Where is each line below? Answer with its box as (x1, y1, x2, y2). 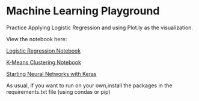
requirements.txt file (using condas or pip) (6, 88, 111, 95)
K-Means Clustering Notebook (6, 59, 81, 66)
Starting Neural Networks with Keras (6, 70, 97, 77)
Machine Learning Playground (6, 4, 160, 18)
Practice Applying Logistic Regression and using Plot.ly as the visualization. (6, 24, 194, 31)
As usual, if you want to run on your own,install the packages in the (6, 82, 173, 89)
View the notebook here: (6, 35, 67, 42)
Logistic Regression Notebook (6, 47, 81, 54)
